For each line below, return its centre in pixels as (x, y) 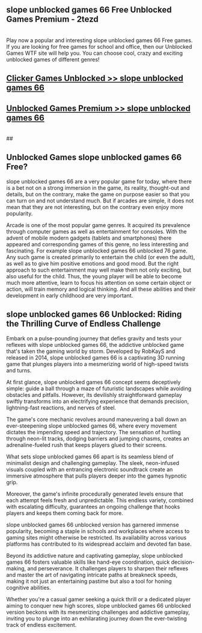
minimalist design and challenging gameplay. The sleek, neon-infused (93, 463)
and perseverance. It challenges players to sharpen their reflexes (108, 568)
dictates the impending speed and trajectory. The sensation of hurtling (93, 432)
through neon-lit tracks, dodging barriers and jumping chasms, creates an (98, 438)
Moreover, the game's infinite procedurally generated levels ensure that (95, 494)
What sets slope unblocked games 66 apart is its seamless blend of (90, 457)
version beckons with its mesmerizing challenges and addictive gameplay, (98, 612)
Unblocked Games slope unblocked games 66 (94, 157)
